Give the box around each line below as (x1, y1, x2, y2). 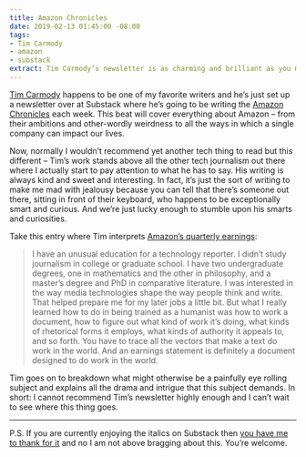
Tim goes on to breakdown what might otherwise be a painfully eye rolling (9, 372, 288, 383)
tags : (9, 30, 30, 39)
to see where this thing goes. (9, 401, 118, 412)
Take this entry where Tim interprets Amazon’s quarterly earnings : (9, 230, 258, 241)
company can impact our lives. (9, 127, 125, 138)
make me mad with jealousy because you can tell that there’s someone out (9, 184, 290, 195)
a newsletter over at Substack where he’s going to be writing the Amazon (9, 98, 284, 109)
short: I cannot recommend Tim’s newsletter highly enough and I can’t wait (9, 391, 290, 402)
